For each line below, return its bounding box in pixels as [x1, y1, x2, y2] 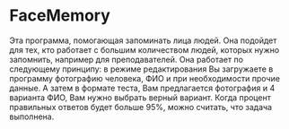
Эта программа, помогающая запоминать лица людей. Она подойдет [9, 35, 277, 46]
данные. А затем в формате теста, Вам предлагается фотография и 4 [9, 82, 276, 93]
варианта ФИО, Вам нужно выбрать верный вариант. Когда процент [9, 91, 271, 103]
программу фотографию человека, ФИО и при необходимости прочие [9, 73, 281, 83]
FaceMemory [9, 5, 110, 26]
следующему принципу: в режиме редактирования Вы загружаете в [9, 64, 274, 74]
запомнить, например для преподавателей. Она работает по [9, 54, 244, 64]
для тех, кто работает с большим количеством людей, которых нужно [9, 44, 280, 55]
